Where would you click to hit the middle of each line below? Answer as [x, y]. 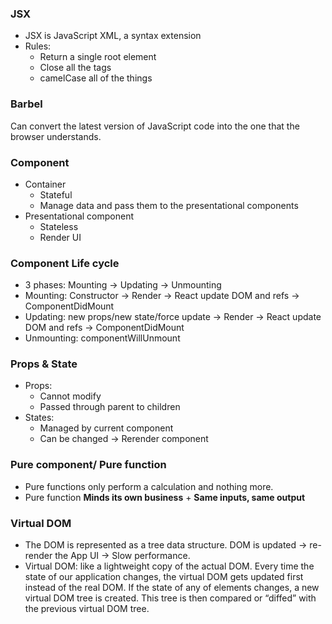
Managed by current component [106, 428]
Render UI [60, 237]
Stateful [56, 194]
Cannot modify [70, 396]
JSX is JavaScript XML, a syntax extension [113, 36]
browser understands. [56, 136]
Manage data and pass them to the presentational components [169, 205]
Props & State [44, 364]
